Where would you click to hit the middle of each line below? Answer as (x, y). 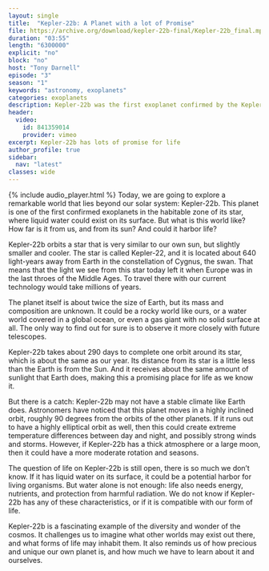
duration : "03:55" (39, 38)
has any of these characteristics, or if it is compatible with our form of (138, 502)
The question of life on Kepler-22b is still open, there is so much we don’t (129, 468)
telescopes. (28, 336)
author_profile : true (44, 150)
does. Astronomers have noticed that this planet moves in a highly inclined (131, 410)
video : (26, 120)
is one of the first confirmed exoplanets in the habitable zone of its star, (126, 212)
